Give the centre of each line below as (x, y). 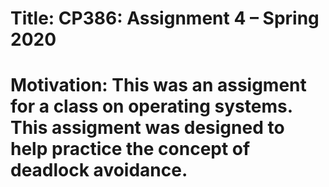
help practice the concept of (130, 149)
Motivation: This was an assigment (158, 85)
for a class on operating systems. (151, 106)
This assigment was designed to (147, 128)
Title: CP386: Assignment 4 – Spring (165, 18)
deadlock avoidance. (99, 170)
